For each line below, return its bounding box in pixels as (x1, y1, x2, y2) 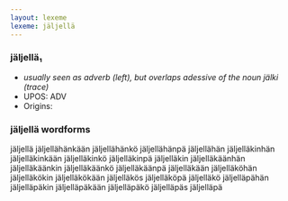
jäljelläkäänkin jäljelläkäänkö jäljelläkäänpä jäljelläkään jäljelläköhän (10, 163, 257, 174)
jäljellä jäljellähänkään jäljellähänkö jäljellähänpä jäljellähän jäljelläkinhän (10, 143, 275, 154)
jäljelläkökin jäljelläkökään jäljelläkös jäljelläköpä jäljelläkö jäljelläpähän (10, 172, 269, 183)
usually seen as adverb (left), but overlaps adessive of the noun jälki (22, 71, 279, 82)
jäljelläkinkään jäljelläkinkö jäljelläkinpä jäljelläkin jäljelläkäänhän (10, 153, 246, 164)
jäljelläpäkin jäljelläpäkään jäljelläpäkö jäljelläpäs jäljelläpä (10, 182, 223, 193)
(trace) (22, 81, 49, 92)
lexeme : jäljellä (10, 22, 76, 31)
